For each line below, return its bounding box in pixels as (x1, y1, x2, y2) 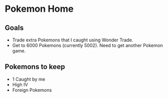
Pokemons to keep (5, 62, 65, 71)
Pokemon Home (5, 3, 74, 15)
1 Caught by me (12, 76, 46, 82)
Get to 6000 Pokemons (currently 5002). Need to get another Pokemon (12, 42, 163, 48)
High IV (12, 81, 28, 87)
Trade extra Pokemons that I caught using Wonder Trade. (12, 37, 134, 43)
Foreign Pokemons (12, 87, 52, 93)
